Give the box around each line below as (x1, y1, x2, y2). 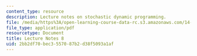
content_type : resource (6, 8, 64, 15)
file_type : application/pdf (6, 24, 75, 31)
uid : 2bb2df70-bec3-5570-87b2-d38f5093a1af (6, 41, 114, 47)
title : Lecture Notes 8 (6, 36, 64, 41)
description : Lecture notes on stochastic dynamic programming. (6, 14, 167, 20)
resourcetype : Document (6, 30, 64, 36)
